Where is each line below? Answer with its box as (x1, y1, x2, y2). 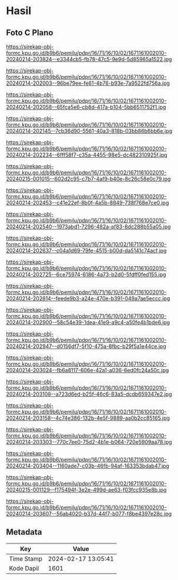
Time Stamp (9, 555, 43, 563)
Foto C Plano (6, 28, 53, 38)
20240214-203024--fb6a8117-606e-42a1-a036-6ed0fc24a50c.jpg (6, 367, 169, 373)
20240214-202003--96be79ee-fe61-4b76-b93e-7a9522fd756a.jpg (6, 79, 170, 87)
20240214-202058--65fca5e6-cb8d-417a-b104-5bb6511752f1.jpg (6, 104, 166, 110)
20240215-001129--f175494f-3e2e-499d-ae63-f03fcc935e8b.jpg (6, 486, 167, 493)
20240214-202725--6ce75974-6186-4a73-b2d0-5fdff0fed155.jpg (6, 271, 166, 278)
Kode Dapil (9, 564, 39, 572)
